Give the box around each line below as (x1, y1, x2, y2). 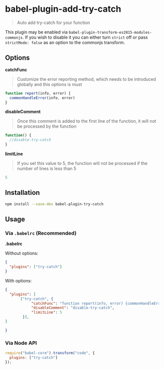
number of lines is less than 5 (17, 165, 77, 171)
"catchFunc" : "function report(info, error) (31, 301, 123, 306)
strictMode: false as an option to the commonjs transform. (5, 39, 125, 45)
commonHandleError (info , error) (9, 95, 76, 100)
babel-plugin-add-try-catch (5, 3, 122, 15)
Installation (5, 188, 40, 197)
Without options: (5, 251, 39, 256)
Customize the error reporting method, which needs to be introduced (17, 76, 156, 82)
